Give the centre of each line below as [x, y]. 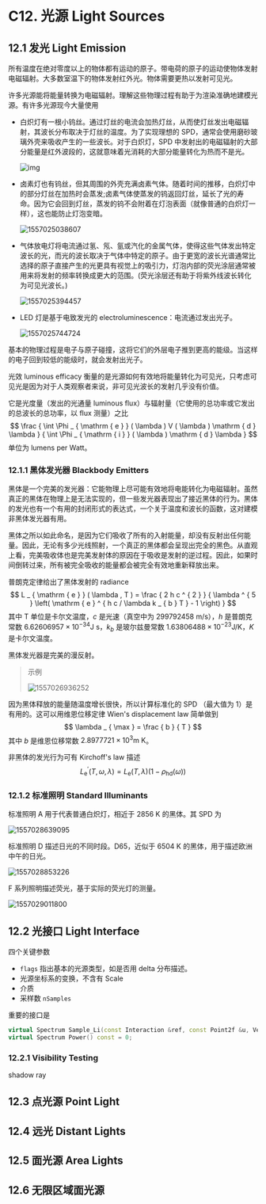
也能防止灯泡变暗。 [75, 213]
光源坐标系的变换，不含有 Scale [72, 978]
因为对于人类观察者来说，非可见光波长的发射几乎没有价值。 [126, 386]
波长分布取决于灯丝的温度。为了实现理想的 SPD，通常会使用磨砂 [146, 132]
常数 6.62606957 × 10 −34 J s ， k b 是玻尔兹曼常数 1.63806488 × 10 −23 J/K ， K [131, 627]
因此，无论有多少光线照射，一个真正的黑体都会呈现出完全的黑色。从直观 [140, 545]
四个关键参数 [29, 951]
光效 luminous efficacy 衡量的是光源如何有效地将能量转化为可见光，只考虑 [129, 376]
